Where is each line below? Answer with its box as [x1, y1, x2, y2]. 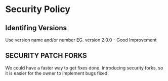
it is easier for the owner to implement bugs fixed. [5, 70, 109, 76]
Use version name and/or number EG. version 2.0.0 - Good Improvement [5, 37, 157, 43]
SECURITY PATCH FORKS [5, 51, 87, 60]
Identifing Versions [5, 24, 67, 32]
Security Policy [5, 4, 71, 15]
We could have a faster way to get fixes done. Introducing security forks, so [5, 64, 163, 71]
